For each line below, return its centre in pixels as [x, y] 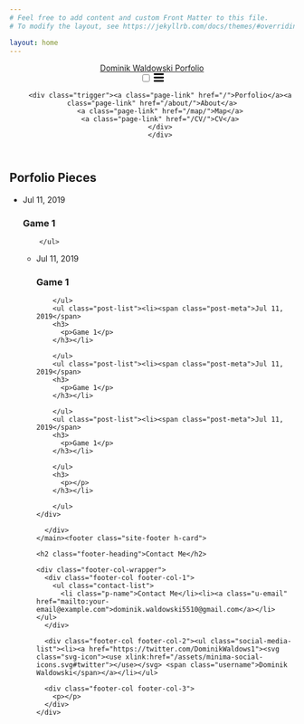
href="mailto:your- [73, 602]
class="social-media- [251, 642]
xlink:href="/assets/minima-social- [195, 657]
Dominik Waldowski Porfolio [152, 68]
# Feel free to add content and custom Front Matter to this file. [139, 18]
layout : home [34, 43]
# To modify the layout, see [64, 26]
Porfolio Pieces [53, 178]
